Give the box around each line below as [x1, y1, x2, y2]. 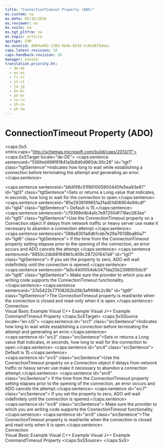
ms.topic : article [5, 35, 42, 39]
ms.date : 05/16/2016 [5, 16, 47, 21]
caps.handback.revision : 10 [5, 52, 62, 57]
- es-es [9, 71, 25, 75]
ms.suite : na [5, 25, 32, 30]
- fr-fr [9, 75, 25, 80]
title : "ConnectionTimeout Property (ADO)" [5, 7, 95, 12]
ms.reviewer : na [5, 20, 38, 26]
